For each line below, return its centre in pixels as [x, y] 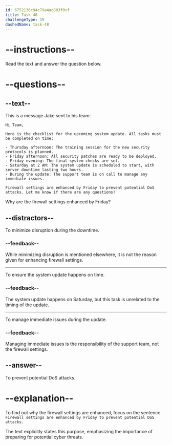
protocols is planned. [29, 152]
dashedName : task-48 [27, 24]
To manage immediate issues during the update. [56, 319]
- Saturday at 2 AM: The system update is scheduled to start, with [80, 165]
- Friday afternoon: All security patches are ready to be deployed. [81, 157]
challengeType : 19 [25, 19]
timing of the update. [27, 305]
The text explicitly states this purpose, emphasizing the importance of [79, 431]
